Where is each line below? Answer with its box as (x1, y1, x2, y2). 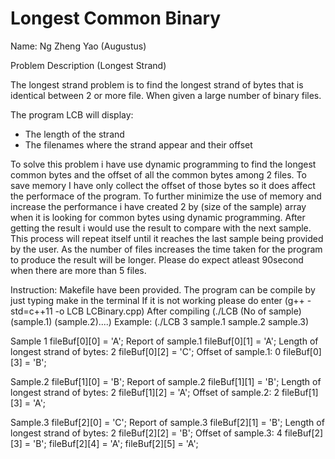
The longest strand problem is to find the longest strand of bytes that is (10, 78, 304, 91)
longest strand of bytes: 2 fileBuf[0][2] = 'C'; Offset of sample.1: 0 (10, 345, 282, 357)
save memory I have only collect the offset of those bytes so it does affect (10, 179, 316, 191)
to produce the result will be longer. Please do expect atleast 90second (10, 253, 304, 266)
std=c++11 (10, 305, 53, 317)
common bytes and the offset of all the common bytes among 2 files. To (10, 168, 307, 181)
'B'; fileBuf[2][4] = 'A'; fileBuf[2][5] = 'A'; (32, 437, 199, 449)
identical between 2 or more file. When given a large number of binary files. (10, 89, 322, 101)
